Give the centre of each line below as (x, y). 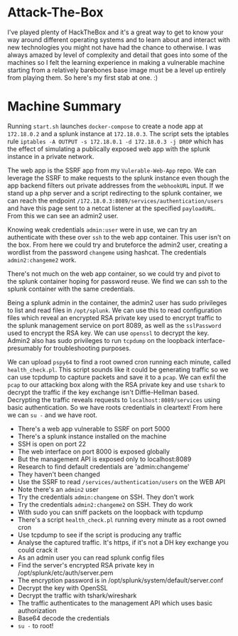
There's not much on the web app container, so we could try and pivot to (114, 273)
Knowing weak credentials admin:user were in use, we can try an (102, 230)
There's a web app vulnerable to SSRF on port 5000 (94, 429)
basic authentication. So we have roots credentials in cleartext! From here (115, 407)
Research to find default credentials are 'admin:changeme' (103, 466)
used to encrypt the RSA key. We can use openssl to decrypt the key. (108, 333)
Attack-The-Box (56, 12)
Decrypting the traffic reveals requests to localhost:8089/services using (114, 399)
